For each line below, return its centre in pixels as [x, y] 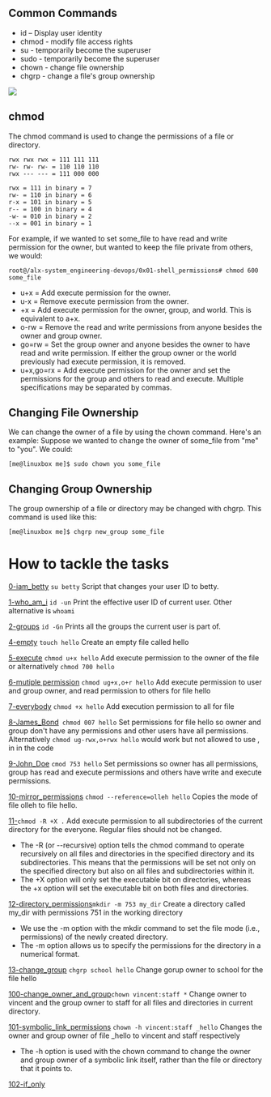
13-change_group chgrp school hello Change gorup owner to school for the [136, 970]
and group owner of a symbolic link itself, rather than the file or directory [141, 1060]
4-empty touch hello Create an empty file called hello [99, 642]
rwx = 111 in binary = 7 [50, 188]
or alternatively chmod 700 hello [61, 667]
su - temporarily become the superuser [86, 50]
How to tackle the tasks [89, 564]
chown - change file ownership [72, 67]
